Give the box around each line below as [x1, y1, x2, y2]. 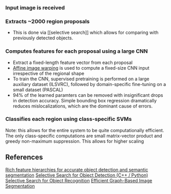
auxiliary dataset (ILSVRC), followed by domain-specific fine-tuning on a [12, 81, 166, 87]
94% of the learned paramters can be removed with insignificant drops [12, 92, 163, 98]
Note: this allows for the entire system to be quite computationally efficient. [5, 127, 164, 133]
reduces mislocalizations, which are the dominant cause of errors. [12, 103, 153, 109]
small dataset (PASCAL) [12, 87, 63, 93]
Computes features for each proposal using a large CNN [5, 48, 148, 55]
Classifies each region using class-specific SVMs [5, 116, 132, 123]
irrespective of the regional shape [12, 70, 85, 76]
